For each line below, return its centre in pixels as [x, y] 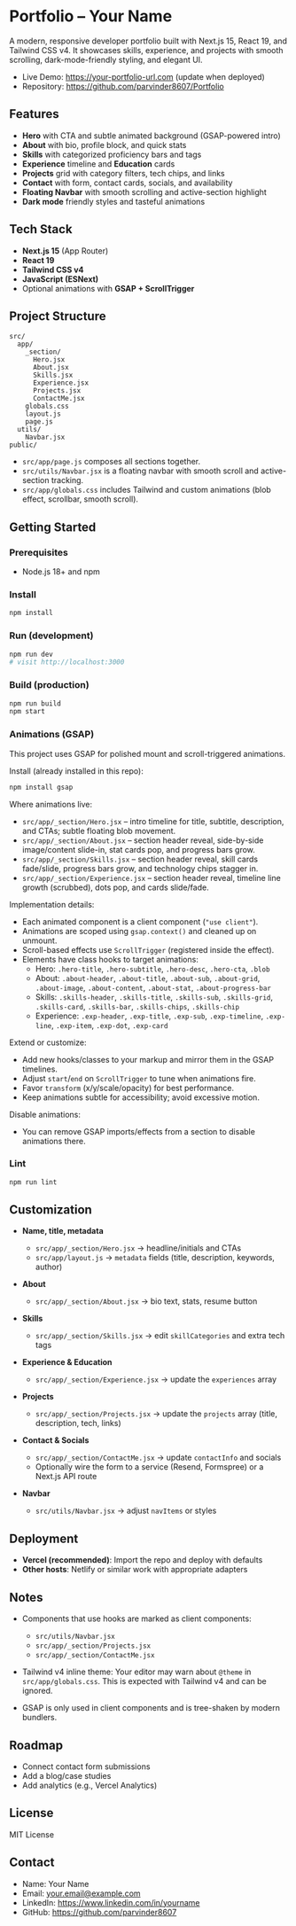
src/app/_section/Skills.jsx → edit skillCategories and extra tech [160, 1336]
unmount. [39, 940]
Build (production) [50, 685]
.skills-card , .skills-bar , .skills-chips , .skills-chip [137, 1006]
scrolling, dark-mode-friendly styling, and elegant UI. [106, 59]
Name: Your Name [55, 1883]
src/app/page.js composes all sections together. [111, 462]
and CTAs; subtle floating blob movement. [99, 830]
